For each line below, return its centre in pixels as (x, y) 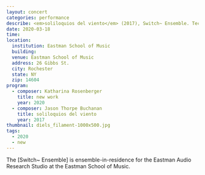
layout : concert (27, 12)
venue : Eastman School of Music (53, 57)
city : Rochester (32, 69)
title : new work (38, 97)
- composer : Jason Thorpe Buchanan (57, 108)
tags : (13, 131)
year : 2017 (31, 120)
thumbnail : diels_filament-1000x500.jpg (59, 126)
